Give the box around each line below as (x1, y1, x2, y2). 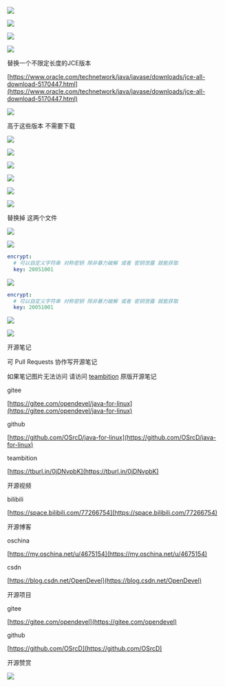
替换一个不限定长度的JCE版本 (7, 59, 92, 67)
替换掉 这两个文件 (7, 214, 57, 221)
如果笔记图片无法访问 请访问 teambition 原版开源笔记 (7, 372, 157, 381)
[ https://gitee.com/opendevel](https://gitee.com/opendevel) (7, 618, 178, 626)
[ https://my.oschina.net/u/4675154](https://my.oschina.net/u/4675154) (7, 550, 208, 558)
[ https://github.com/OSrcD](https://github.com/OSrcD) (7, 644, 162, 653)
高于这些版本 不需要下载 (7, 122, 76, 130)
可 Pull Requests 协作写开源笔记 (7, 358, 98, 366)
